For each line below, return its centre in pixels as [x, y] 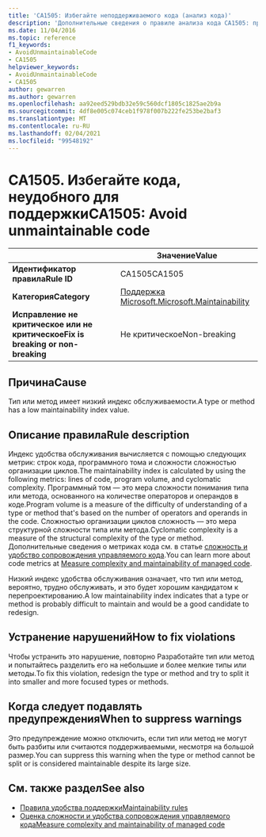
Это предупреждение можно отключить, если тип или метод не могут [127, 738]
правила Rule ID [43, 279]
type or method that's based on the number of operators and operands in [128, 513]
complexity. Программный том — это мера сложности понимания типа [129, 487]
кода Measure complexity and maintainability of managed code [122, 824]
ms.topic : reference [42, 38]
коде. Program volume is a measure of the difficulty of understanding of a [128, 505]
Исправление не [45, 315]
